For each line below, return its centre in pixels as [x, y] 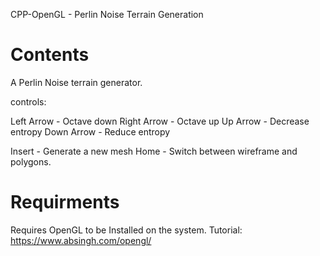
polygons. [31, 161]
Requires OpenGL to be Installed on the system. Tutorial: [126, 230]
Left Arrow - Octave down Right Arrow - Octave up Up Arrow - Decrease [160, 121]
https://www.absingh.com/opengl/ [81, 240]
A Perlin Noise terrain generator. [76, 82]
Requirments [65, 202]
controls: [28, 101]
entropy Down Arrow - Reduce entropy [90, 131]
